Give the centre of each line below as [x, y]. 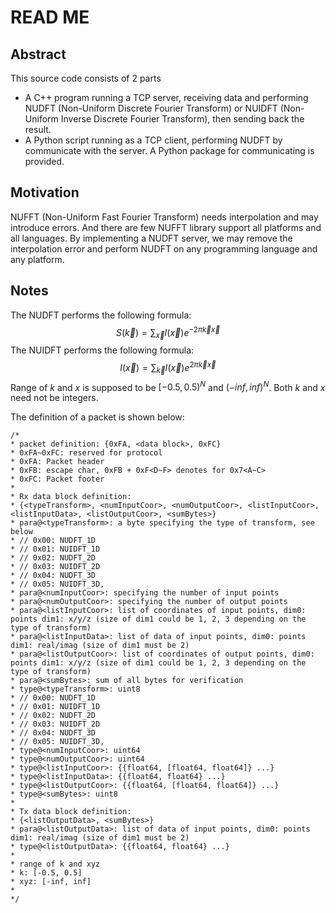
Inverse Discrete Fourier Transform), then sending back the [182, 119]
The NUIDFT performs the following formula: [102, 350]
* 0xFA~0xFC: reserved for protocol [86, 453]
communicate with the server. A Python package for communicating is [169, 150]
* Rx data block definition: [71, 497]
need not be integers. [54, 398]
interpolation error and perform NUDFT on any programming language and [164, 248]
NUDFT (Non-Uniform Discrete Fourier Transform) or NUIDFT [151, 108]
